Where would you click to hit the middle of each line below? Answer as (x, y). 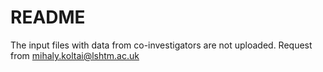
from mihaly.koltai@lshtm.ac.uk (75, 55)
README (48, 17)
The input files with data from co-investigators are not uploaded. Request (161, 45)
